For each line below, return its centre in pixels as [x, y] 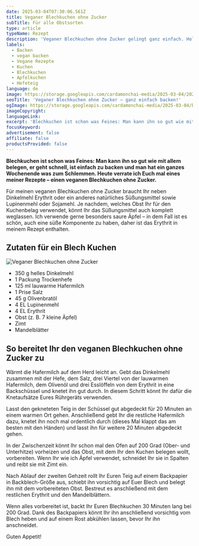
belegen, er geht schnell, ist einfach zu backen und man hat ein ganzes [95, 167]
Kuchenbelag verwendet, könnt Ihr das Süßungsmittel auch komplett [90, 210]
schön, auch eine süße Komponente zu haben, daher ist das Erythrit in [92, 222]
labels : [16, 45]
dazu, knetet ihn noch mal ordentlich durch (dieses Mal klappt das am [91, 422]
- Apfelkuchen [29, 78]
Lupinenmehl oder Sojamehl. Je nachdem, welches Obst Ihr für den [89, 204]
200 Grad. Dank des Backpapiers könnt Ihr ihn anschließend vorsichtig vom [98, 513]
